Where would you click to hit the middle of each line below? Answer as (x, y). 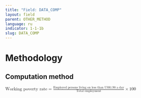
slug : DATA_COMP (22, 33)
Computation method (40, 77)
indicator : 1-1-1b (24, 29)
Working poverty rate (26, 89)
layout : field (20, 15)
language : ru (19, 24)
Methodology (34, 58)
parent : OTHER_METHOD (28, 19)
